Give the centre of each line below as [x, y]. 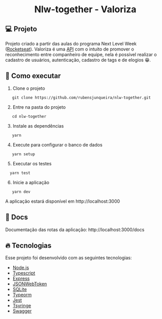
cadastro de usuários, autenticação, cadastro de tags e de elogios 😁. [78, 60]
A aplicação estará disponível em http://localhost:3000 [63, 201]
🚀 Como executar [33, 76]
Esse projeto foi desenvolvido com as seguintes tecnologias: [69, 258]
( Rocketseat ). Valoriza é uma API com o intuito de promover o [70, 49]
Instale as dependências [38, 126]
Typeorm [22, 295]
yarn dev [21, 192]
